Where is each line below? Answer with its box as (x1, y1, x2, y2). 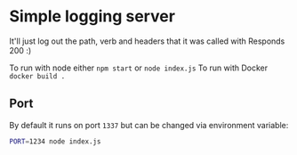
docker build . (9, 71, 66, 81)
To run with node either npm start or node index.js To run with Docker (9, 62, 269, 73)
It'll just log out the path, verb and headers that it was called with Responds (9, 36, 285, 46)
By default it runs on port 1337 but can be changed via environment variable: (9, 119, 289, 130)
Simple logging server (9, 6, 176, 27)
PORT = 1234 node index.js (9, 136, 101, 146)
